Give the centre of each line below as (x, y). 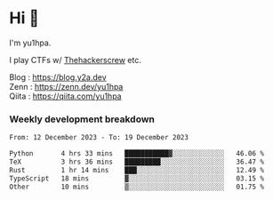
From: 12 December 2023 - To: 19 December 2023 (99, 138)
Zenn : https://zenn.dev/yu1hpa (66, 86)
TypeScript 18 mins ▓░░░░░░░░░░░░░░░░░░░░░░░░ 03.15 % (137, 178)
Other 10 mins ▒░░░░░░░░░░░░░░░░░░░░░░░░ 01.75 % (137, 187)
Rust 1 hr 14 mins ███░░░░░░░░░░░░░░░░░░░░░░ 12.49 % (137, 170)
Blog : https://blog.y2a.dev (58, 77)
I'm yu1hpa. (30, 43)
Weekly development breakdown (82, 119)
